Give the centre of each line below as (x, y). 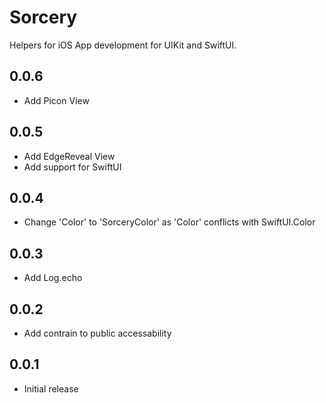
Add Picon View (56, 100)
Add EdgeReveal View (69, 156)
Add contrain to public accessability (97, 333)
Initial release (51, 388)
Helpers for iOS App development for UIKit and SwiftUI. (123, 45)
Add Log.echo (53, 278)
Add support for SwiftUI (72, 167)
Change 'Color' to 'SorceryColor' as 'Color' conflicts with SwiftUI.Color (169, 222)
